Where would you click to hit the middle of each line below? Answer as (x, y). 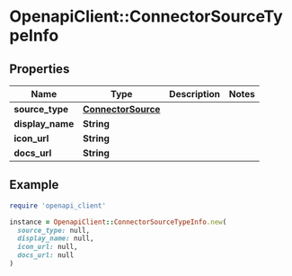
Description (195, 94)
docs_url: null (46, 255)
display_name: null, (56, 239)
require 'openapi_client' (58, 205)
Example (34, 185)
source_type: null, (54, 230)
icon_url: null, (48, 247)
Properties (40, 69)
